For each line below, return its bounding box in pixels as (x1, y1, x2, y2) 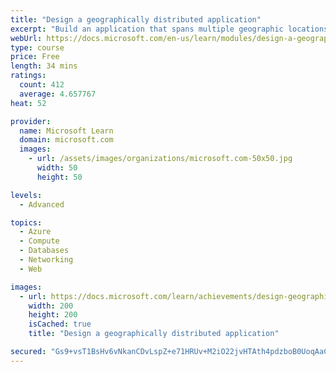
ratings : (10, 71, 47, 81)
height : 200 (28, 310, 78, 320)
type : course (10, 42, 65, 53)
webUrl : (10, 33, 43, 43)
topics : (10, 217, 43, 228)
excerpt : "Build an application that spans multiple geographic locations (10, 24, 329, 34)
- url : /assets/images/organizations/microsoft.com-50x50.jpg (28, 154, 293, 164)
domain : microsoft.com (19, 135, 114, 145)
